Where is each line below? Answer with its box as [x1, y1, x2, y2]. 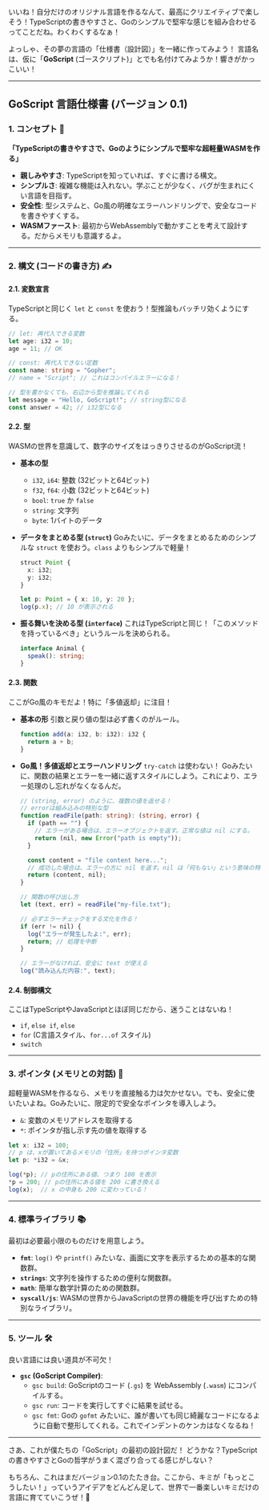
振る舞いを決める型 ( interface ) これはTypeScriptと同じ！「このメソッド [19, 618, 259, 628]
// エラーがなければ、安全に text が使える [19, 959, 148, 968]
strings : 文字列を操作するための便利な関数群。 [19, 1273, 176, 1283]
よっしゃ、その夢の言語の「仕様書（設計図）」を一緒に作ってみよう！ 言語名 [8, 44, 259, 54]
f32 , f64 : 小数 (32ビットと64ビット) [31, 485, 150, 495]
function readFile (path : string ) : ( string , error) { [19, 812, 200, 820]
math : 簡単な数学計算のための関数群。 [19, 1283, 144, 1293]
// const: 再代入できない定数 [8, 359, 98, 367]
